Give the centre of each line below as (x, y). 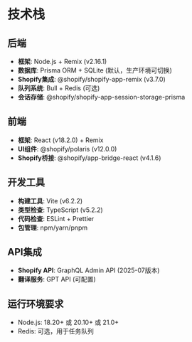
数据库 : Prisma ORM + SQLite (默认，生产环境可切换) (95, 70)
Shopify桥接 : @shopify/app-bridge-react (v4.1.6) (89, 158)
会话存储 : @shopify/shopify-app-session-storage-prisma (101, 97)
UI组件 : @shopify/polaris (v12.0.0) (67, 149)
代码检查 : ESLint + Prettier (56, 218)
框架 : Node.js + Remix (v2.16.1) (62, 62)
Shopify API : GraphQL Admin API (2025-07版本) (89, 270)
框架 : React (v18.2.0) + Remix (60, 140)
